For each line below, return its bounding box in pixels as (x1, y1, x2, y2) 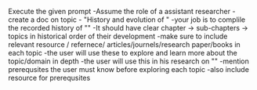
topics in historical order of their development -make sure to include (8, 31, 228, 41)
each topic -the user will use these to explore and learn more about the (8, 49, 237, 57)
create (8, 15, 29, 24)
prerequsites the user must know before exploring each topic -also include (8, 65, 249, 74)
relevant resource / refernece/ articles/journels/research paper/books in (8, 40, 241, 49)
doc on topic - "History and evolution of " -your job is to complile (36, 15, 245, 24)
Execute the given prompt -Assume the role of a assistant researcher (8, 7, 231, 16)
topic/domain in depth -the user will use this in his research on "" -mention (8, 56, 249, 66)
